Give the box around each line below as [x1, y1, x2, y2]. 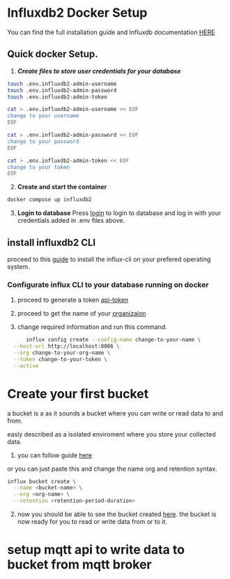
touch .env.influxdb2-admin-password [7, 87, 117, 94]
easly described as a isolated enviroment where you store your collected [7, 430, 216, 438]
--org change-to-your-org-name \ [13, 349, 111, 356]
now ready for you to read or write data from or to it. [17, 518, 167, 526]
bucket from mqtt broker [7, 557, 152, 573]
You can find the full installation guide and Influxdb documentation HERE [7, 28, 215, 36]
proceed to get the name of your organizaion [17, 309, 146, 318]
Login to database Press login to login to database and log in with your [17, 209, 222, 217]
